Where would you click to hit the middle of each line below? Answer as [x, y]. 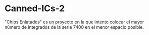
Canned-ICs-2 [35, 9]
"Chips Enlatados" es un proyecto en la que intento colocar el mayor [74, 22]
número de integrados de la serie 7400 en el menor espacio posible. [74, 27]
